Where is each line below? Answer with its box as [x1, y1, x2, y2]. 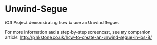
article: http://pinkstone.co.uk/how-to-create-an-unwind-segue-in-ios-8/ [5, 34, 152, 40]
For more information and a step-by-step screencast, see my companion [5, 29, 151, 35]
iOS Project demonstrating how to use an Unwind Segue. [5, 20, 119, 25]
